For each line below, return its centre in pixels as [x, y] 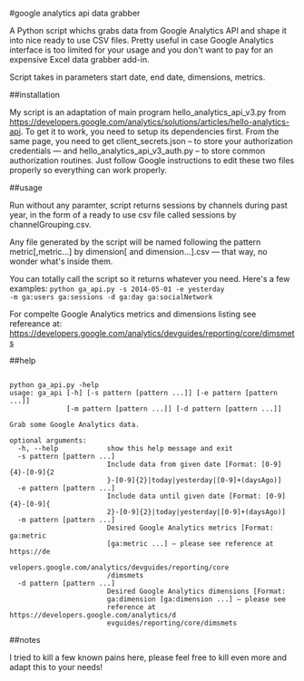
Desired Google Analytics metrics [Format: [190, 528]
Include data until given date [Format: [184, 496]
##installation [35, 95]
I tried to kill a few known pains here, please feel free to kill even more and [148, 657]
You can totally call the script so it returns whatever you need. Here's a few [150, 279]
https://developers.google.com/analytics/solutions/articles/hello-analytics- [150, 122]
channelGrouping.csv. [50, 224]
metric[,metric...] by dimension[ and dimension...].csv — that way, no [138, 252]
